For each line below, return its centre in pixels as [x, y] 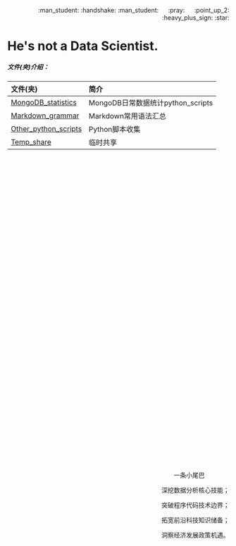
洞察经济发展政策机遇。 [195, 535]
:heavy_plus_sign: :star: [195, 18]
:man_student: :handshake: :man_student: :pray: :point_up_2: [134, 10]
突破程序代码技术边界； [195, 505]
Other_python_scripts [46, 129]
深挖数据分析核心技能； [195, 490]
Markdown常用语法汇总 [128, 116]
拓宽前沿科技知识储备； [195, 520]
